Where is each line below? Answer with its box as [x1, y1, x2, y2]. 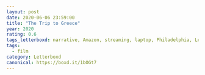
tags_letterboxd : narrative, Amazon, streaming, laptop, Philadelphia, [6, 37, 192, 43]
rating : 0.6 [6, 31, 37, 37]
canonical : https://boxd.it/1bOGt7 [6, 59, 97, 65]
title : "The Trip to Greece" [6, 20, 81, 26]
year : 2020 [6, 25, 34, 32]
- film [12, 48, 29, 54]
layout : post [6, 8, 40, 15]
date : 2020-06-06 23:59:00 [6, 15, 75, 21]
